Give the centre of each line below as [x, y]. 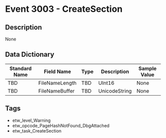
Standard [21, 69]
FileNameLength [57, 83]
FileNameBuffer [57, 91]
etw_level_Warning [31, 120]
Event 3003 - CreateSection [64, 9]
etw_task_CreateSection [37, 131]
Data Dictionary [30, 54]
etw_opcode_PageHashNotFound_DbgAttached [61, 125]
